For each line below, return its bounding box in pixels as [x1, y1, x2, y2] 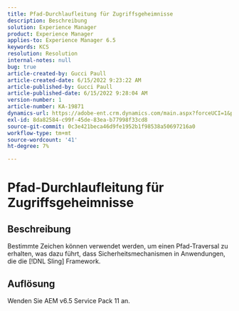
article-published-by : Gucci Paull [7, 83, 113, 90]
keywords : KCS [7, 43, 50, 51]
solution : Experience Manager [7, 23, 97, 31]
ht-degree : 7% [7, 143, 50, 150]
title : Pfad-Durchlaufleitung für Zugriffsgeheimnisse [7, 10, 174, 18]
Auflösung [7, 278, 55, 290]
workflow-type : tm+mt [7, 130, 72, 137]
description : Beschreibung [7, 17, 87, 24]
